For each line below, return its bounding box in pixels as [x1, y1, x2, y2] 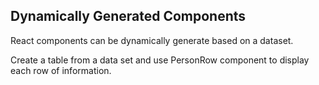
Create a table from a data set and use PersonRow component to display [10, 54, 310, 66]
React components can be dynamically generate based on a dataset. [10, 34, 294, 46]
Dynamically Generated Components [10, 8, 247, 25]
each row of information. [10, 64, 112, 76]
